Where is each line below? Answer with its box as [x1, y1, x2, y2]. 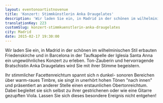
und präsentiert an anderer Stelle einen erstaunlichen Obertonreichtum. [5, 82, 148, 88]
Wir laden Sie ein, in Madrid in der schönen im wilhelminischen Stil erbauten [5, 47, 157, 53]
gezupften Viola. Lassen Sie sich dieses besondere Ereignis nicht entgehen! [5, 92, 157, 98]
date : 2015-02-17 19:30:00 [5, 34, 60, 39]
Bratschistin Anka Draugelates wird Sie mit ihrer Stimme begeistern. [5, 62, 141, 68]
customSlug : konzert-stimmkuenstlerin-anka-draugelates [5, 25, 120, 30]
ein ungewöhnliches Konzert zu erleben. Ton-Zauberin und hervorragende [5, 58, 154, 63]
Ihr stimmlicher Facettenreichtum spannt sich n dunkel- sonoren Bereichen [5, 72, 155, 78]
